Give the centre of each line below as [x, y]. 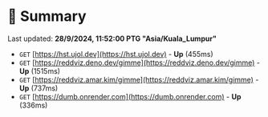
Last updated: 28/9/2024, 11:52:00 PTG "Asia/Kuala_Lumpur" [112, 38]
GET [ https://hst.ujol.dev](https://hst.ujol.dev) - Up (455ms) [116, 54]
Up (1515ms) [40, 71]
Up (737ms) [39, 88]
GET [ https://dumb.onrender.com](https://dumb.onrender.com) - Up [130, 96]
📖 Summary [47, 16]
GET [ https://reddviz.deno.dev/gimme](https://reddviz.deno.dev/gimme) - [140, 63]
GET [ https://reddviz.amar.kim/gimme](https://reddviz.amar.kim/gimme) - [139, 79]
